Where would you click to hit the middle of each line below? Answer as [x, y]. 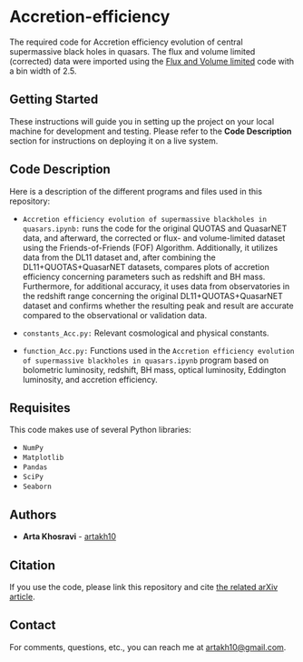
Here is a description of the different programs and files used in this [136, 191]
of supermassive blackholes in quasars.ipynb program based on [146, 360]
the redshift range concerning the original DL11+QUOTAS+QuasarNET [153, 296]
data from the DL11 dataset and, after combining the [119, 257]
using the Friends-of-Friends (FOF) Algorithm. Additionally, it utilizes [150, 247]
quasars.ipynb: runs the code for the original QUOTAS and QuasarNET [155, 228]
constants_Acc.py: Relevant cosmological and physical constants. [146, 333]
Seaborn [37, 487]
